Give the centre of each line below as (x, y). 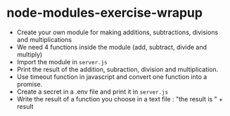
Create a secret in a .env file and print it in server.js (92, 92)
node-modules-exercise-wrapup (105, 13)
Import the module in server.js (62, 61)
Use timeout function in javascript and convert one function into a (112, 77)
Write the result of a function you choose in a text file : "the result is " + (120, 99)
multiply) (30, 55)
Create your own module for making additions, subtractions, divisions (117, 32)
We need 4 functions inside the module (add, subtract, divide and (112, 47)
